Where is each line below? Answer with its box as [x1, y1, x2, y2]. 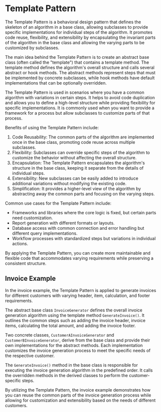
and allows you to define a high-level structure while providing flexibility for [5, 100, 156, 105]
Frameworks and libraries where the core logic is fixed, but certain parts [12, 209, 157, 215]
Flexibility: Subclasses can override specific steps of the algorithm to [12, 149, 150, 155]
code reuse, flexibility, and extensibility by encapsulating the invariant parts [5, 34, 156, 40]
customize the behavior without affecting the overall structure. [12, 154, 137, 160]
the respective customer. [5, 353, 55, 359]
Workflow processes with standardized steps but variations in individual [12, 235, 156, 241]
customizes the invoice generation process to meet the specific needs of [5, 347, 151, 353]
